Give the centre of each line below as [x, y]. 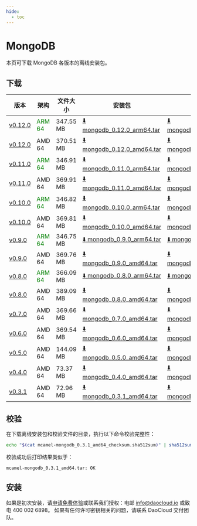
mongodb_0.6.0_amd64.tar [120, 339]
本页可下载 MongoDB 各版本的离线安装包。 [58, 63]
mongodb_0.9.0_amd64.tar [120, 263]
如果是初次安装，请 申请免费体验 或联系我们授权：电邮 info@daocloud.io [92, 503]
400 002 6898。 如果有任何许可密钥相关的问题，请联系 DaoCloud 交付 [98, 510]
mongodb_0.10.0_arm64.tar [121, 207]
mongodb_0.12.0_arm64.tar [121, 130]
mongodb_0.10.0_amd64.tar [122, 227]
